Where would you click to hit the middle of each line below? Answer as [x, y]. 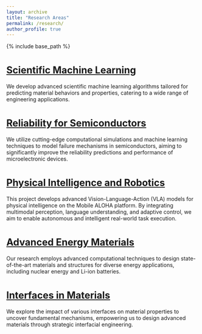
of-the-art [19, 265]
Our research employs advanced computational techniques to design [93, 258]
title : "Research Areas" [38, 18]
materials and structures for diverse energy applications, [103, 265]
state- [188, 258]
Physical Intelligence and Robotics [86, 183]
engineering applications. [38, 100]
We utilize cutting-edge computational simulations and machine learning [97, 140]
